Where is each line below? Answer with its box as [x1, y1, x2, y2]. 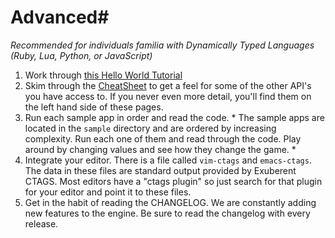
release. [24, 217, 59, 230]
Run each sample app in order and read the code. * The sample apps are [24, 111, 325, 123]
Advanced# [10, 6, 110, 29]
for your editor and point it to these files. [24, 186, 192, 198]
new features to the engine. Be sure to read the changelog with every [24, 207, 311, 219]
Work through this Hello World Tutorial [24, 69, 183, 81]
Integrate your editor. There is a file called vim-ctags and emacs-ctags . [24, 154, 312, 166]
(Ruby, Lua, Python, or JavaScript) [10, 49, 153, 61]
